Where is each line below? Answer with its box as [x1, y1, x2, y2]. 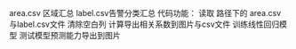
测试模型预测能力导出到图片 [19, 30, 121, 40]
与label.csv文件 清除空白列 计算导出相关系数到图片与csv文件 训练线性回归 [9, 19, 280, 29]
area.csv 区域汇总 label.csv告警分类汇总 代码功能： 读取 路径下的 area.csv [9, 8, 282, 18]
